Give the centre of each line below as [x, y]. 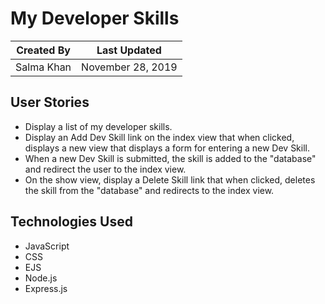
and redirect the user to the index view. [105, 169]
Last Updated [129, 50]
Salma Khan [43, 67]
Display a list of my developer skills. [98, 126]
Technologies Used [71, 222]
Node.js [41, 278]
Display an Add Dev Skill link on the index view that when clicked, [159, 137]
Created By [43, 50]
